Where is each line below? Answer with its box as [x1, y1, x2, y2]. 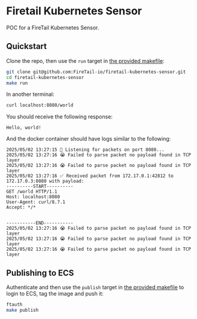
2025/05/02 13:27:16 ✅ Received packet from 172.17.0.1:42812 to [6, 173, 174, 179]
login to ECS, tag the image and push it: [6, 290, 104, 297]
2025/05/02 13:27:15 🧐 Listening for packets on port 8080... [6, 147, 165, 153]
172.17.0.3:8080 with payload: [6, 178, 84, 184]
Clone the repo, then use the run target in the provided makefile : [6, 57, 165, 64]
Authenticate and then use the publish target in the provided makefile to [6, 284, 184, 291]
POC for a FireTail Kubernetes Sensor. [6, 24, 99, 31]
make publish [6, 307, 39, 313]
